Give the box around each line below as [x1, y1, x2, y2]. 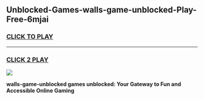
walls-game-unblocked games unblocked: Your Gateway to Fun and [6, 80, 182, 87]
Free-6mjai [6, 15, 49, 25]
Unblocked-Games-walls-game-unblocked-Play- [6, 5, 197, 15]
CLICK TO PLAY [6, 33, 53, 41]
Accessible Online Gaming [6, 87, 75, 94]
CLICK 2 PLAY [6, 55, 49, 64]
